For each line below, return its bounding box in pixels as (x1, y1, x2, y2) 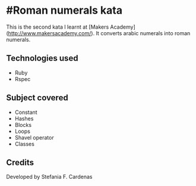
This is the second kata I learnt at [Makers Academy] (6, 23, 135, 30)
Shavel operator (14, 134, 55, 141)
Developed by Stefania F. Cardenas (6, 173, 93, 181)
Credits (6, 157, 34, 168)
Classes (14, 140, 34, 147)
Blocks (14, 121, 31, 128)
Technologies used (6, 53, 78, 63)
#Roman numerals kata (6, 4, 123, 17)
